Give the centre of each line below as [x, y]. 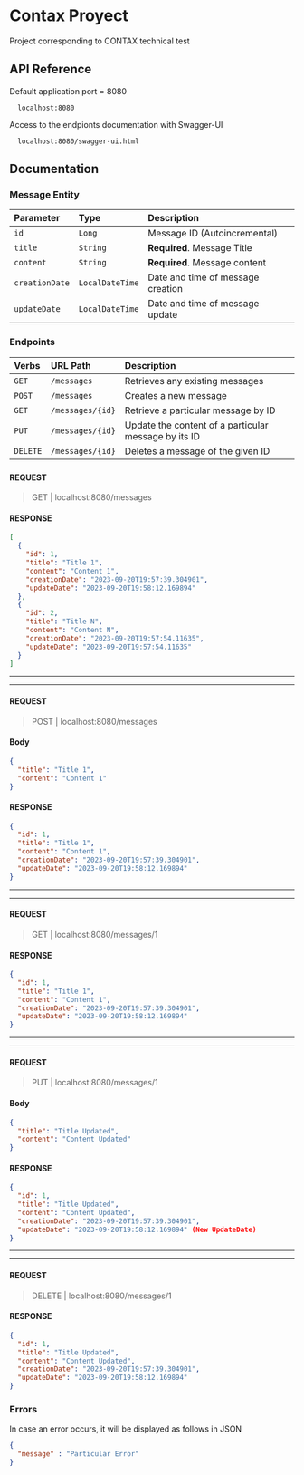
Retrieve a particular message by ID [200, 410]
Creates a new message [176, 395]
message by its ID [162, 436]
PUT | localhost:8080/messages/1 [95, 1083]
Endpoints [33, 342]
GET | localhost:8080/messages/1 [95, 934]
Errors [24, 1409]
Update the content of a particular [196, 425]
